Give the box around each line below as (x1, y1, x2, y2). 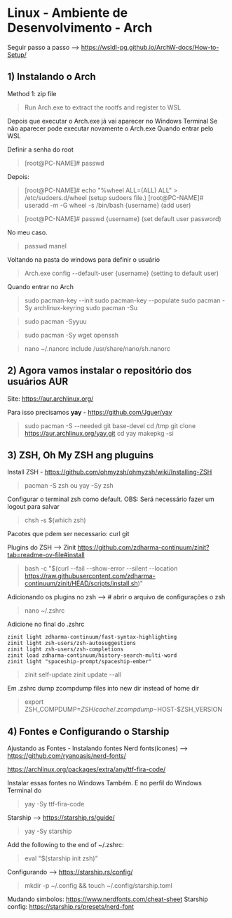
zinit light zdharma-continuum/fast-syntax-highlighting (7, 634, 177, 641)
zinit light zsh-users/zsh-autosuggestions (7, 640, 137, 647)
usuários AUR (7, 375, 69, 387)
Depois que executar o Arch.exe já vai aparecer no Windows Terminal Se (7, 117, 218, 125)
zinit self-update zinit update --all (24, 670, 121, 679)
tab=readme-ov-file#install (7, 551, 86, 559)
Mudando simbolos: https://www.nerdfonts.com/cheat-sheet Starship (7, 895, 208, 903)
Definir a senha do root (7, 145, 74, 154)
